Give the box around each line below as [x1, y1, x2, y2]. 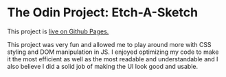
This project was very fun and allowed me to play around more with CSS [7, 40, 212, 48]
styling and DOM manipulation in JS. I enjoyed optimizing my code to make [7, 48, 219, 56]
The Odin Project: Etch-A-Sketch [7, 5, 198, 20]
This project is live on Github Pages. [7, 27, 109, 35]
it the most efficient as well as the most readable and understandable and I [7, 55, 218, 63]
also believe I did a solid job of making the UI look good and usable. [7, 62, 199, 70]
